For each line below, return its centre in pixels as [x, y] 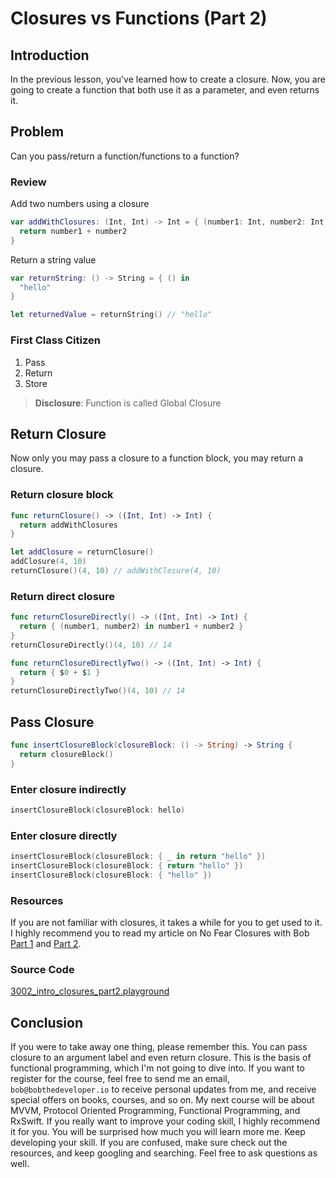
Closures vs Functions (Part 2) [139, 18]
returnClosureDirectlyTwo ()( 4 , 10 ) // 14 [98, 691]
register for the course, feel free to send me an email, [120, 1079]
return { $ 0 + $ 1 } [60, 672]
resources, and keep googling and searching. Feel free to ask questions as [164, 1153]
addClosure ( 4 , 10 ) [48, 562]
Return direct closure [62, 596]
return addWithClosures [68, 525]
